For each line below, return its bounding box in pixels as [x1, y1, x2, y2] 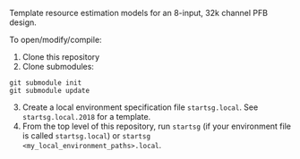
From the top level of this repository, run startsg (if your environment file [21, 121, 291, 131]
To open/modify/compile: [9, 35, 102, 45]
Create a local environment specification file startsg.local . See [21, 102, 259, 113]
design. [9, 17, 38, 28]
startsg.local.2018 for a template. [21, 112, 151, 121]
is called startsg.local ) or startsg [21, 130, 150, 141]
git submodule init [9, 79, 82, 88]
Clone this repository [21, 52, 100, 62]
